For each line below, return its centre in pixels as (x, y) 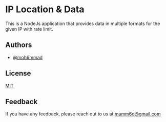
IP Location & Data (45, 9)
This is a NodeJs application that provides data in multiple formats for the (83, 23)
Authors (19, 45)
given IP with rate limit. (29, 29)
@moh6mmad (27, 57)
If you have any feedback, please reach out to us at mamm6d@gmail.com (83, 114)
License (18, 73)
